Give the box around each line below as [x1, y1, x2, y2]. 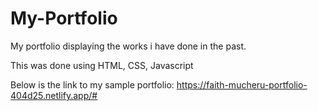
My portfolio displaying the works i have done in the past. [10, 40, 247, 52]
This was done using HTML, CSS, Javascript [10, 59, 194, 71]
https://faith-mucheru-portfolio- [176, 78, 308, 91]
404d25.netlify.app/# [10, 89, 98, 101]
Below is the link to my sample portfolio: [10, 78, 175, 91]
